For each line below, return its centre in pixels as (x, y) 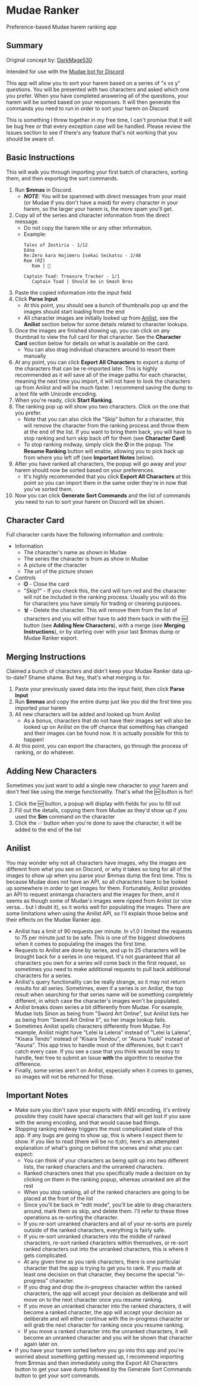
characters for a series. (43, 975)
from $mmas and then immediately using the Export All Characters (96, 1363)
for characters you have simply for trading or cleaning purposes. (102, 603)
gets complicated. (46, 1255)
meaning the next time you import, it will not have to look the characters (102, 381)
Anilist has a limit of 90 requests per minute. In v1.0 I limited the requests (103, 931)
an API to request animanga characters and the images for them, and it (93, 894)
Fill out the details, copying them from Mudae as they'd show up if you (101, 810)
